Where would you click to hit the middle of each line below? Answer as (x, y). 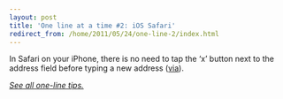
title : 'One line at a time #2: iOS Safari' (92, 26)
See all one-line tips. (46, 86)
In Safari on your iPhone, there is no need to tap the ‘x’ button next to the (141, 59)
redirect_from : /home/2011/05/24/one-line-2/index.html (114, 34)
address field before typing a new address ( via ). (96, 68)
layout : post (33, 17)
